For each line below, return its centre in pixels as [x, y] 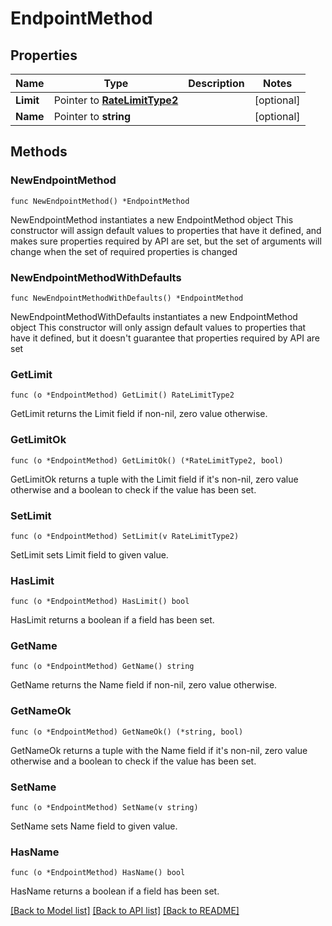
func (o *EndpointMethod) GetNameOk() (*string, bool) [127, 732]
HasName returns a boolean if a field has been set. [115, 891]
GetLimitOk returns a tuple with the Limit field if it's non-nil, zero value [154, 479]
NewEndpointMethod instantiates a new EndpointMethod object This [152, 219]
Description [216, 83]
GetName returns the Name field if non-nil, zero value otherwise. [144, 685]
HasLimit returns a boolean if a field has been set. [112, 620]
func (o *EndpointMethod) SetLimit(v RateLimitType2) [125, 536]
